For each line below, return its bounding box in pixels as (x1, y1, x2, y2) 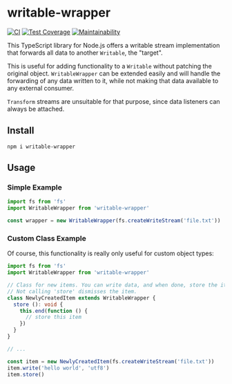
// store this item (25, 313, 81, 321)
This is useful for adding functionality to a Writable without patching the (7, 62, 212, 70)
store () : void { (13, 301, 64, 308)
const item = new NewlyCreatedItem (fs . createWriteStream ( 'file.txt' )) (7, 358, 215, 365)
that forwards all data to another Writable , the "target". (7, 48, 164, 57)
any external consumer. (7, 84, 75, 92)
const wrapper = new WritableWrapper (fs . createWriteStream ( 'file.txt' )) (7, 217, 221, 224)
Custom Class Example (7, 233, 86, 243)
